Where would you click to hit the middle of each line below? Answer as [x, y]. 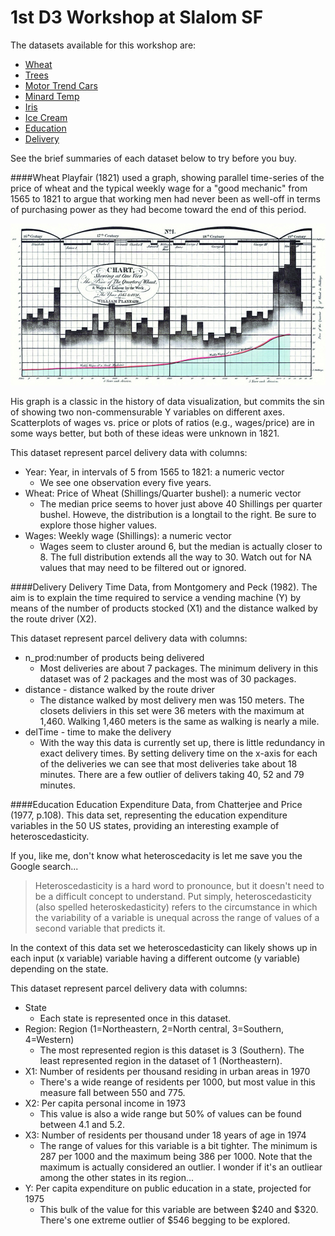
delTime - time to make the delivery [98, 732]
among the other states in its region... [117, 1178]
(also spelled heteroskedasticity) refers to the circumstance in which [176, 907]
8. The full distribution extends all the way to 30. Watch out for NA [175, 557]
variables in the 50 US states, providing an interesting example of [145, 826]
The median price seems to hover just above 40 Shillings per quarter [181, 504]
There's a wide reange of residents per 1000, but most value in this [177, 1082]
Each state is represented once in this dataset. [135, 1018]
